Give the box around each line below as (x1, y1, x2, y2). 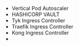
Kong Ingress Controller (11, 29, 69, 36)
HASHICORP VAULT (11, 11, 60, 18)
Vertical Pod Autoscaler (11, 5, 69, 11)
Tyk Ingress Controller (11, 17, 66, 24)
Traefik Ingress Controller (11, 23, 74, 30)
